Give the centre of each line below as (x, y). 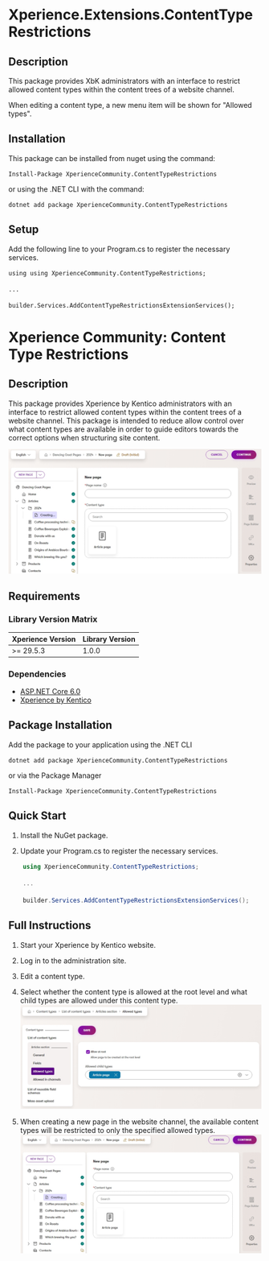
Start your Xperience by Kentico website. (88, 945)
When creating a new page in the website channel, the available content (139, 1122)
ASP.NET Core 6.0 (50, 691)
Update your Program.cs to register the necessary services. (119, 850)
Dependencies (37, 674)
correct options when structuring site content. (84, 437)
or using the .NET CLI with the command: (76, 189)
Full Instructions (50, 926)
